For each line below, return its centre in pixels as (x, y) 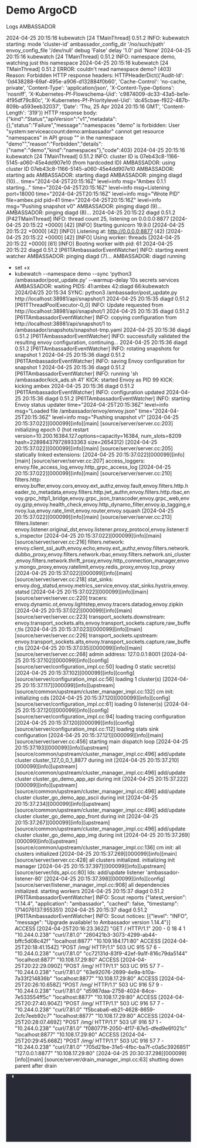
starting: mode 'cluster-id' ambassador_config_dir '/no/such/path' (86, 44)
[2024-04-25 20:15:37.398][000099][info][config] (104, 879)
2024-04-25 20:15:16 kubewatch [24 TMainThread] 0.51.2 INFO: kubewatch (98, 38)
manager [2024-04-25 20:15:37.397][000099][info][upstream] (90, 866)
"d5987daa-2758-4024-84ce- (120, 991)
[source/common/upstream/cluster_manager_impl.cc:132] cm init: (94, 691)
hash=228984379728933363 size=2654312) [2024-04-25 (86, 442)
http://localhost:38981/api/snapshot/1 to (63, 323)
